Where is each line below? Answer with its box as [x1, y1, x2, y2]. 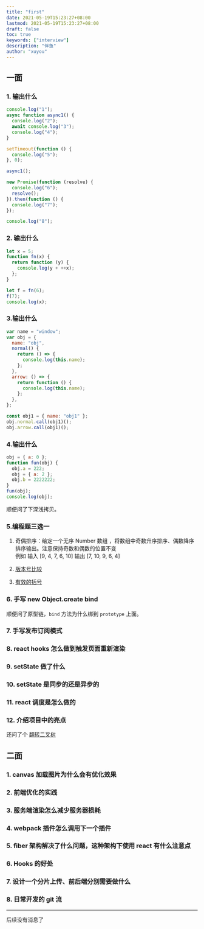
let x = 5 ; [6, 248, 34, 254]
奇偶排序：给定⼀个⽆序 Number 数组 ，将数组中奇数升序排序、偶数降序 [15, 537, 194, 545]
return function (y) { [12, 259, 69, 265]
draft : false [6, 26, 39, 32]
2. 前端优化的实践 [6, 788, 58, 796]
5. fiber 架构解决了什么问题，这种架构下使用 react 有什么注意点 [6, 841, 191, 850]
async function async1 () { [6, 112, 75, 119]
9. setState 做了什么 [6, 662, 66, 671]
